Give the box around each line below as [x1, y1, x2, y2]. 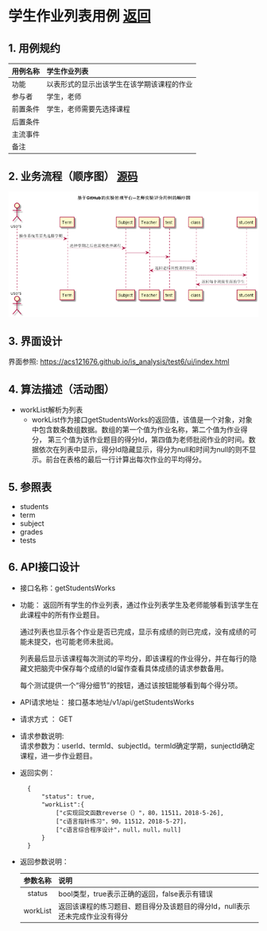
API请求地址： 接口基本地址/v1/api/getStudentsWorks [19, 697, 195, 707]
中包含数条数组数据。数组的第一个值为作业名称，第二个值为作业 [31, 425, 241, 435]
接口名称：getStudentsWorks [19, 583, 116, 593]
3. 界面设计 [8, 334, 63, 348]
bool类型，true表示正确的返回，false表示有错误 [58, 889, 213, 898]
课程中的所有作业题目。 [26, 609, 104, 620]
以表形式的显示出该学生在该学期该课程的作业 [46, 79, 193, 88]
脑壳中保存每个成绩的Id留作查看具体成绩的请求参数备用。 [41, 663, 229, 673]
